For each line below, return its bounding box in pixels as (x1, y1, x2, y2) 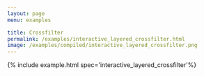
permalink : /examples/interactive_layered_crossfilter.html (7, 35, 186, 42)
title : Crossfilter (7, 29, 64, 36)
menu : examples (7, 17, 52, 23)
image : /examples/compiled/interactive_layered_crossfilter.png (7, 42, 198, 49)
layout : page (7, 10, 45, 17)
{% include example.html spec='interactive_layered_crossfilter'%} (7, 61, 197, 69)
